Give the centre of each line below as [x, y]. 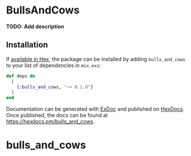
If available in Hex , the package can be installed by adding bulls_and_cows [96, 59]
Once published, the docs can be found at [57, 116]
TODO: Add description [35, 26]
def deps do [21, 76]
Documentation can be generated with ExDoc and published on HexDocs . [95, 109]
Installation [27, 45]
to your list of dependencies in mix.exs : [53, 65]
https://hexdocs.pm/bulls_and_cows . [51, 121]
